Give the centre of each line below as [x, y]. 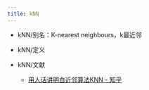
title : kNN [23, 14]
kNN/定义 [31, 49]
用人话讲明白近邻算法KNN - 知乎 [75, 79]
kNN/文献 [31, 65]
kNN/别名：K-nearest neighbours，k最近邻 [79, 34]
